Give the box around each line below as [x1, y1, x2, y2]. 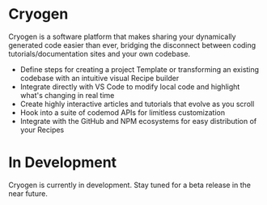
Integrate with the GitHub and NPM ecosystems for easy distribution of [19, 116, 257, 126]
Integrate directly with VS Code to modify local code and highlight [19, 82, 240, 92]
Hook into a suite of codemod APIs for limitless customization [19, 107, 225, 117]
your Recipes [19, 125, 65, 135]
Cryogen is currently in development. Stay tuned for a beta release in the [8, 180, 251, 190]
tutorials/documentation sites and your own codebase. [8, 49, 191, 58]
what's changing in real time [19, 90, 115, 100]
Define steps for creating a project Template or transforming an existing [19, 64, 260, 74]
